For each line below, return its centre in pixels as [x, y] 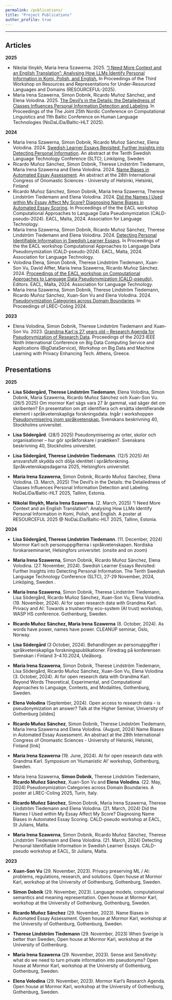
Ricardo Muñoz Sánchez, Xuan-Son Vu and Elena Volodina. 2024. [82, 295]
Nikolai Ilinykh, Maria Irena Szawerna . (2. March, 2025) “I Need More [87, 503]
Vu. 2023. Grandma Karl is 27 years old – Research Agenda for [89, 332]
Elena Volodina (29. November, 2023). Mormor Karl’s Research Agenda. [89, 981]
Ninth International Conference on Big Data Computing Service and [83, 343]
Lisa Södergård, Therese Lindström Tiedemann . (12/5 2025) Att [81, 456]
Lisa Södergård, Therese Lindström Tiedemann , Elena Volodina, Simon [89, 392]
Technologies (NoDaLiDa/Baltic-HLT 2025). [58, 122]
